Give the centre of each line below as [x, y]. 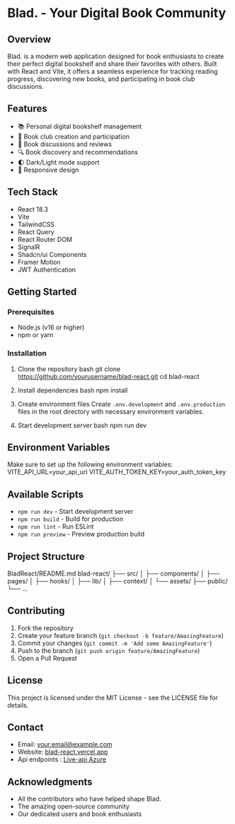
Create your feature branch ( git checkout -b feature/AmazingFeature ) [121, 635]
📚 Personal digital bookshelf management [80, 126]
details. [18, 705]
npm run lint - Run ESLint [56, 527]
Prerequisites [31, 312]
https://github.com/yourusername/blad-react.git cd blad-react [108, 376]
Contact [25, 728]
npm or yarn [35, 335]
